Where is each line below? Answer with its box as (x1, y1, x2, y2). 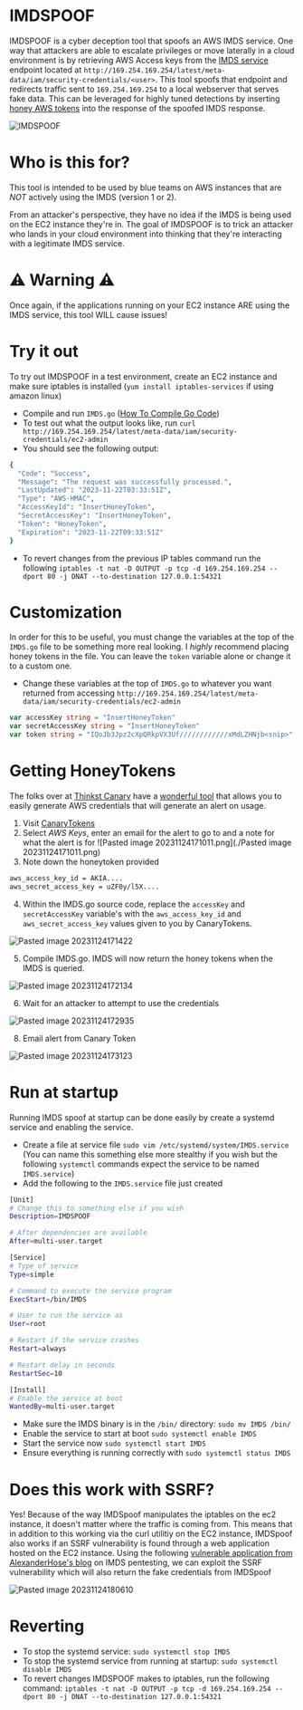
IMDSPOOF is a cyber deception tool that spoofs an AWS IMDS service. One (9, 35, 294, 46)
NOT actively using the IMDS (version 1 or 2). (9, 191, 177, 202)
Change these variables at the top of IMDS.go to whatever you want (22, 678, 272, 689)
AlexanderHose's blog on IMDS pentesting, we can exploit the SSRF (9, 1557, 262, 1568)
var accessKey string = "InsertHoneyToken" (9, 713, 176, 723)
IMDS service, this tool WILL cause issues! (9, 309, 168, 320)
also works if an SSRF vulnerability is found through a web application (9, 1538, 270, 1549)
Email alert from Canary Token (22, 1033, 136, 1043)
